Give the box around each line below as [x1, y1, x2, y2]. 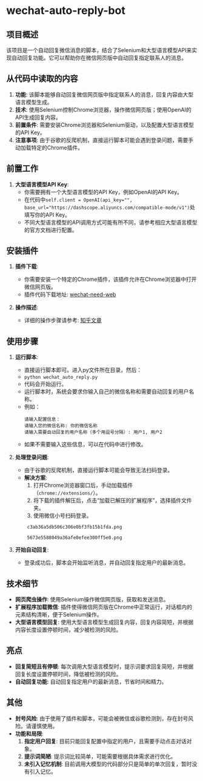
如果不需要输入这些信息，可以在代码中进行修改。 [24, 441, 147, 448]
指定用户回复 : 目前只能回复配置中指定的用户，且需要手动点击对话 [24, 737, 187, 745]
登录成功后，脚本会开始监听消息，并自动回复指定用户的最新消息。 [24, 559, 189, 566]
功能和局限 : [15, 729, 44, 737]
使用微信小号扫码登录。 [33, 512, 92, 519]
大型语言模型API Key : [15, 180, 69, 188]
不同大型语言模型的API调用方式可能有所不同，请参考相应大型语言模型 [24, 218, 198, 226]
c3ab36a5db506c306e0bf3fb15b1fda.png [27, 524, 122, 530]
